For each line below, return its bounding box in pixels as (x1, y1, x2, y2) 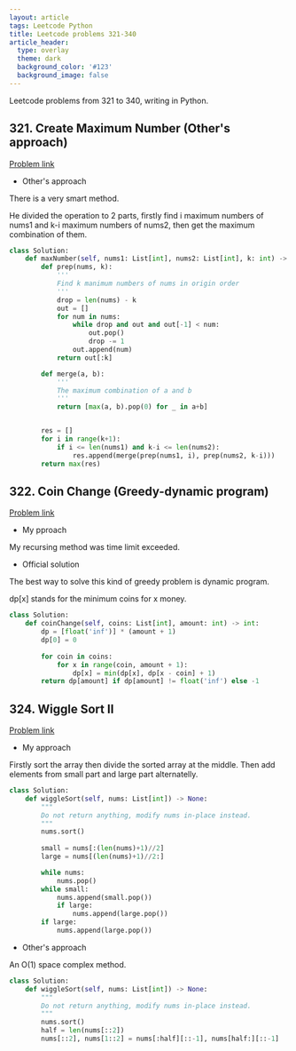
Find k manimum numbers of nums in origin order (56, 279, 240, 289)
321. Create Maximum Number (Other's (9, 121, 230, 136)
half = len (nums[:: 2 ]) (41, 1026, 125, 1035)
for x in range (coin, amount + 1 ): (56, 660, 189, 669)
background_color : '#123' (17, 63, 113, 72)
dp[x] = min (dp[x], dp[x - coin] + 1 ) (72, 668, 216, 678)
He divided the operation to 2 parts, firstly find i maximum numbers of (9, 210, 264, 220)
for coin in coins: (41, 652, 113, 661)
